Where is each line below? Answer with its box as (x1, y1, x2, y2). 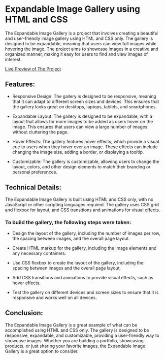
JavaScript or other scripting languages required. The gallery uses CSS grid (5, 201, 159, 207)
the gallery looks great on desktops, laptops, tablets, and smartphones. (12, 103, 157, 109)
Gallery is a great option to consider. (5, 348, 79, 354)
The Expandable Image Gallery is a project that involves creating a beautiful (5, 30, 159, 36)
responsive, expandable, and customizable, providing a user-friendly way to (5, 332, 160, 338)
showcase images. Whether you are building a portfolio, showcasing (5, 337, 144, 343)
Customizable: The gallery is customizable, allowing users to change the (12, 159, 160, 164)
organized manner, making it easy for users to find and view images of (5, 51, 148, 57)
